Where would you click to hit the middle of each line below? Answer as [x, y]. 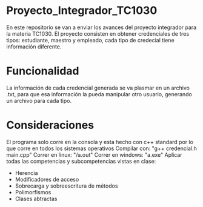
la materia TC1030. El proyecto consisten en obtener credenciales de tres [98, 33]
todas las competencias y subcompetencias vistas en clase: [81, 161]
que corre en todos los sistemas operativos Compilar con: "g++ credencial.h [101, 148]
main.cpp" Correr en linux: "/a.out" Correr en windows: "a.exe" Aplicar [95, 154]
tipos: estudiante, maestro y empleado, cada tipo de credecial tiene [90, 40]
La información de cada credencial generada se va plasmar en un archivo [98, 88]
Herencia [26, 172]
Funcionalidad [43, 71]
